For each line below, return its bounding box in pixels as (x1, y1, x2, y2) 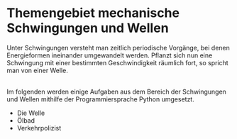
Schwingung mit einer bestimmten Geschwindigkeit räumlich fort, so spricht (6, 58, 228, 67)
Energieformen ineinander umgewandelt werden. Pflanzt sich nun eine (6, 51, 213, 60)
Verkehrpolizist (16, 123, 62, 132)
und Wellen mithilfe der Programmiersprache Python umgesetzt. (6, 94, 194, 104)
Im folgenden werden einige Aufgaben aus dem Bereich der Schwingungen (6, 87, 226, 96)
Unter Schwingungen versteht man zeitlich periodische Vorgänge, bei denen (6, 43, 230, 52)
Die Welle (16, 109, 45, 117)
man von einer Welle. (6, 66, 68, 74)
